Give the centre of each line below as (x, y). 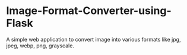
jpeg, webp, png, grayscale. (40, 46)
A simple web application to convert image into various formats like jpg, (93, 39)
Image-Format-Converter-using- (89, 11)
